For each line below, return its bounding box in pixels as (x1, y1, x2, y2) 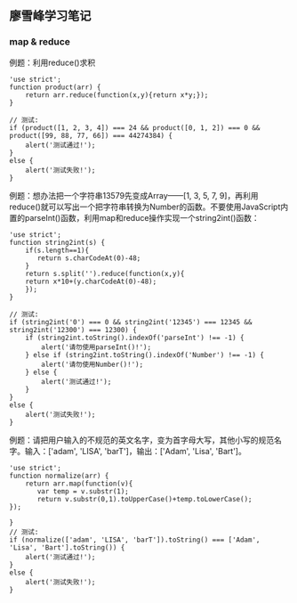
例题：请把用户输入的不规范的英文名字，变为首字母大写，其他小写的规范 (9, 435, 274, 445)
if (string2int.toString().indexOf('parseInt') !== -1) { (25, 333, 245, 342)
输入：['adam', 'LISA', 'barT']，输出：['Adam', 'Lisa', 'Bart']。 (24, 445, 246, 456)
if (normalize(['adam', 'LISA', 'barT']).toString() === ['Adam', (9, 535, 261, 544)
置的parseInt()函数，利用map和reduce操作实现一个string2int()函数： (9, 212, 260, 223)
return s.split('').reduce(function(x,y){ (25, 269, 185, 278)
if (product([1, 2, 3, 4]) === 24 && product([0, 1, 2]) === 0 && (9, 123, 261, 132)
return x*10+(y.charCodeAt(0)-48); (25, 277, 157, 286)
